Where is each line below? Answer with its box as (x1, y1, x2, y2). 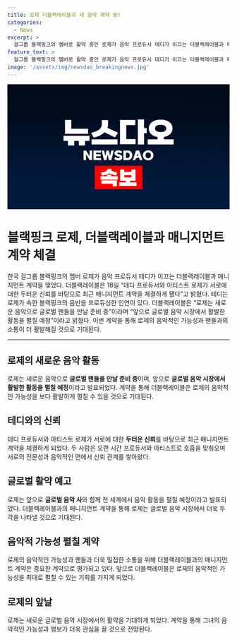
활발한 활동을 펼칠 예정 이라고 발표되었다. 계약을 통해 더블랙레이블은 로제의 (7, 384, 210, 391)
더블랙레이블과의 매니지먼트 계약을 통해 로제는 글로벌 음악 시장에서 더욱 (22, 504, 219, 512)
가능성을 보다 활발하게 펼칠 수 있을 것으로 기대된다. (14, 392, 154, 401)
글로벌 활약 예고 (7, 475, 72, 487)
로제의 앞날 (7, 595, 53, 608)
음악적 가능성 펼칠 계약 (7, 535, 100, 547)
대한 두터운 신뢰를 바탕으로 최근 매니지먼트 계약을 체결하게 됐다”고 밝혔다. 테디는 (7, 290, 229, 298)
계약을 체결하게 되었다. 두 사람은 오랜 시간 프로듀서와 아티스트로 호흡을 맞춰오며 (7, 444, 226, 452)
